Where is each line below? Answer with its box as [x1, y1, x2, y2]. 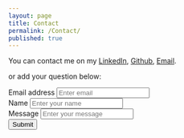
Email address [8, 87, 55, 97]
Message [8, 109, 39, 119]
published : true [8, 34, 63, 43]
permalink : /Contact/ [8, 26, 81, 34]
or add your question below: [8, 71, 102, 81]
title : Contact [8, 19, 59, 27]
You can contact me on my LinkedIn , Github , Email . [8, 56, 177, 66]
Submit [12, 120, 34, 129]
